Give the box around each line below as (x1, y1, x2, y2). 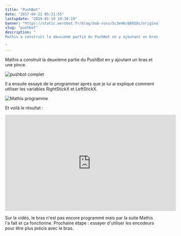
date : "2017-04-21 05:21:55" (5, 12, 64, 17)
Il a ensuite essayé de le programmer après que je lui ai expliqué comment (5, 81, 155, 86)
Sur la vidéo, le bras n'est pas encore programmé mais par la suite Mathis (5, 215, 153, 220)
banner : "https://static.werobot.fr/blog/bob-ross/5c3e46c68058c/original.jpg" (5, 21, 172, 26)
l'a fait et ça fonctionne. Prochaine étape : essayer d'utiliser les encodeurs (5, 220, 155, 226)
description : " (5, 30, 36, 35)
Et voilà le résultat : (5, 105, 43, 110)
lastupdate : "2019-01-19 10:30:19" (5, 16, 78, 21)
